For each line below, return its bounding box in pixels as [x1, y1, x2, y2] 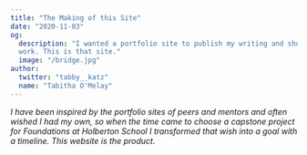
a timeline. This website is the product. [10, 135, 156, 146]
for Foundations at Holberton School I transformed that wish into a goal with [10, 125, 298, 137]
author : [10, 65, 40, 74]
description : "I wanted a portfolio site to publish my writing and [18, 38, 284, 48]
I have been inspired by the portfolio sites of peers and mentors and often [10, 106, 288, 117]
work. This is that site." [18, 47, 121, 57]
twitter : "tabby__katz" [18, 73, 108, 82]
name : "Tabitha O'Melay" [18, 81, 113, 90]
